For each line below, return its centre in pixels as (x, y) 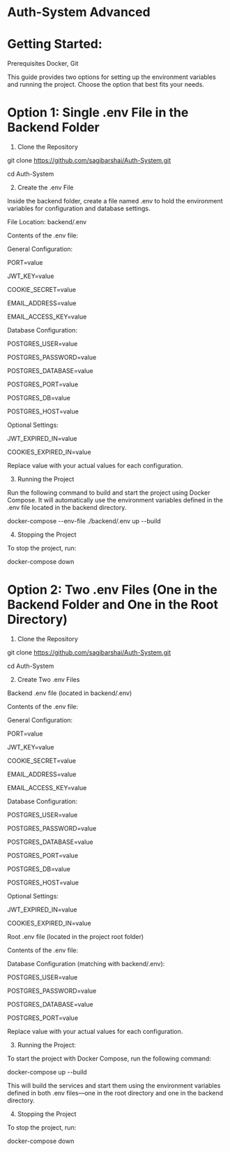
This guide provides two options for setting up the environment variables (112, 77)
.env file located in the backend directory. (67, 508)
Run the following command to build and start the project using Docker (109, 493)
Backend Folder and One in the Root (113, 605)
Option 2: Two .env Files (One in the (113, 590)
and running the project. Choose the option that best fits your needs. (106, 85)
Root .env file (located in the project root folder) (76, 936)
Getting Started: (55, 44)
